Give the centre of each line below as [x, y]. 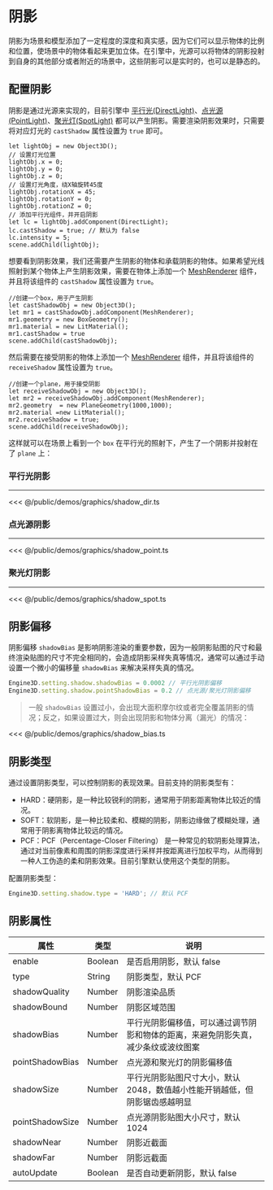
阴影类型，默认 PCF [164, 977]
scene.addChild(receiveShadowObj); [69, 427]
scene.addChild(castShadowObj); [63, 341]
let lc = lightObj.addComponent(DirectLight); [89, 222]
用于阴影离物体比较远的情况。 [77, 830]
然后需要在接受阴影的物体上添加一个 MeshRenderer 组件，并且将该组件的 [131, 357]
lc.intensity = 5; [39, 238]
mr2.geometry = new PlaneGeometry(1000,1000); [91, 405]
